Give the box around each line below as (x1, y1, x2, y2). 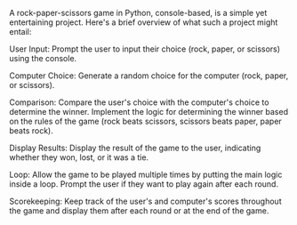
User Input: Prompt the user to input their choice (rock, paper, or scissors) (9, 44, 281, 54)
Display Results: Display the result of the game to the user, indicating (9, 142, 261, 153)
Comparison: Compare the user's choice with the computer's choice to (9, 97, 269, 108)
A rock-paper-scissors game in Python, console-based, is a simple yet (9, 8, 268, 18)
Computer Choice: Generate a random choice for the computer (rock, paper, (9, 70, 289, 81)
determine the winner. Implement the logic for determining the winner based (9, 107, 289, 117)
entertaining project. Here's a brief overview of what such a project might (9, 17, 278, 28)
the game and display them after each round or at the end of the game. (9, 205, 269, 216)
